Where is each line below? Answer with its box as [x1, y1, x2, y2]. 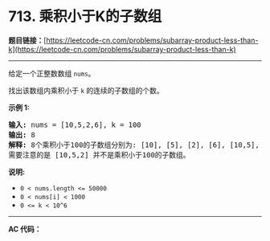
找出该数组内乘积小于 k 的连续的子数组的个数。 [8, 85, 165, 95]
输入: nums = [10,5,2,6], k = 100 [8, 120, 142, 129]
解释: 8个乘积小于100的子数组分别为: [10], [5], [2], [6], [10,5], [8, 140, 260, 149]
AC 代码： [8, 224, 42, 234]
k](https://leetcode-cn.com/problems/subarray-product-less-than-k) [8, 44, 236, 54]
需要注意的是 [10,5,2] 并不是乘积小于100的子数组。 [8, 150, 190, 159]
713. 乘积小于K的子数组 [8, 7, 162, 26]
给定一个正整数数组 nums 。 [8, 68, 96, 78]
